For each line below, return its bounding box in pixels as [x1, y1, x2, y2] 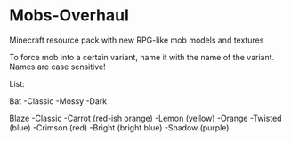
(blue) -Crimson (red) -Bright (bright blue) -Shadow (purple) [9, 122, 230, 133]
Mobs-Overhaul [9, 5, 129, 26]
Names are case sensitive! [9, 61, 107, 72]
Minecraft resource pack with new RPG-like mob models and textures [9, 35, 264, 45]
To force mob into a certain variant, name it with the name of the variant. [9, 51, 275, 62]
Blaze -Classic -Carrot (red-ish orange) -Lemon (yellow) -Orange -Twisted [9, 113, 282, 123]
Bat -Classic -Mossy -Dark [9, 95, 108, 106]
